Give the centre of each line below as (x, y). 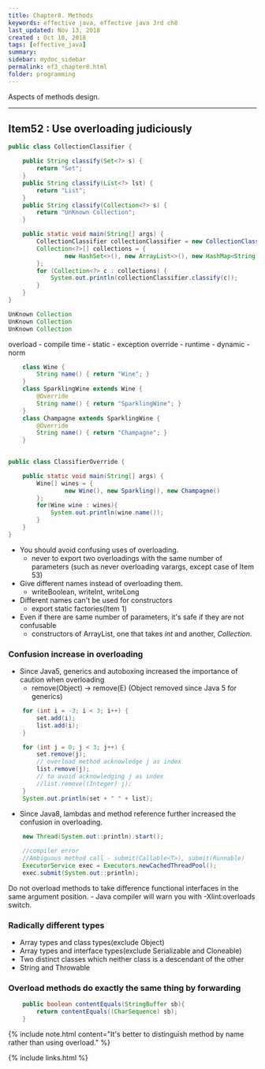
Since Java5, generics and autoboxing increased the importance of (129, 671)
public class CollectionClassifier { (70, 147)
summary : (22, 52)
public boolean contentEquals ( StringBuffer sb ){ (104, 1004)
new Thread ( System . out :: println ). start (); (93, 836)
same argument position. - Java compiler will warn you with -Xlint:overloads (132, 896)
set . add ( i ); (56, 718)
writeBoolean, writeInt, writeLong (85, 592)
